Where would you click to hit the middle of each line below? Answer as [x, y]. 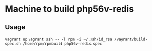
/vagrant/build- [131, 39]
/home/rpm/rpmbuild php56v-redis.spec [62, 44]
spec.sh [13, 44]
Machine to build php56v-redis [70, 9]
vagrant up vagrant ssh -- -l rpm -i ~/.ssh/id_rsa [59, 39]
